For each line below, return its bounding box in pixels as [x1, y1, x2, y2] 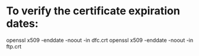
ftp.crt [6, 43, 22, 50]
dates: [6, 17, 39, 30]
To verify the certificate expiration [6, 4, 180, 18]
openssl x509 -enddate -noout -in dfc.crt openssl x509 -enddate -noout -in [6, 36, 194, 43]
